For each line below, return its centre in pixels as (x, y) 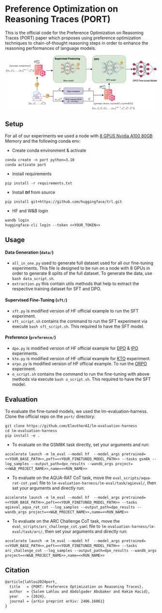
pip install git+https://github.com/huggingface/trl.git (64, 202)
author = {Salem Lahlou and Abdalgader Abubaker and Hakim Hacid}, (80, 592)
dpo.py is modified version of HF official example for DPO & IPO (75, 348)
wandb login (17, 220)
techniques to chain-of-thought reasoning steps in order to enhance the (77, 43)
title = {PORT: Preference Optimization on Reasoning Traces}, (77, 587)
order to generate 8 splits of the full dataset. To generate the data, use (82, 273)
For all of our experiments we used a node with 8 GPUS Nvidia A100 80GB (79, 136)
